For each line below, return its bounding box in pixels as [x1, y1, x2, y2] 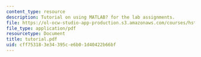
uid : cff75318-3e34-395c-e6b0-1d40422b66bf [6, 42, 117, 48]
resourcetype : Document [6, 31, 66, 37]
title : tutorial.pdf [6, 36, 58, 42]
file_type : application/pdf [6, 25, 77, 31]
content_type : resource [6, 8, 66, 15]
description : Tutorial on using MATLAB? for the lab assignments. [6, 14, 175, 20]
